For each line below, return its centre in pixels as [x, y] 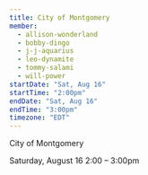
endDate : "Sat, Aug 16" [54, 101]
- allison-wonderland [58, 34]
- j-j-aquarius [46, 51]
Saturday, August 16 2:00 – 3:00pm [74, 161]
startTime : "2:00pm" [48, 92]
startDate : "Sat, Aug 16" [57, 84]
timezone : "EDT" [39, 118]
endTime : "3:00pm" [44, 109]
